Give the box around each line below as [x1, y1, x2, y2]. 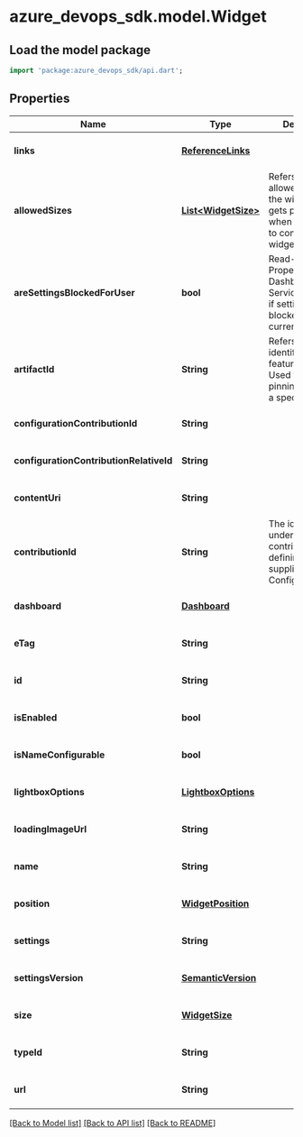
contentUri [14, 491, 61, 504]
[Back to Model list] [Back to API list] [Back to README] [9, 1117, 216, 1128]
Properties [9, 91, 70, 106]
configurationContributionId [14, 417, 138, 429]
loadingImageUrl [14, 822, 87, 835]
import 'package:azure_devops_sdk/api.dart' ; [9, 66, 183, 75]
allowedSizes [14, 204, 72, 216]
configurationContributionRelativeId [14, 454, 173, 466]
